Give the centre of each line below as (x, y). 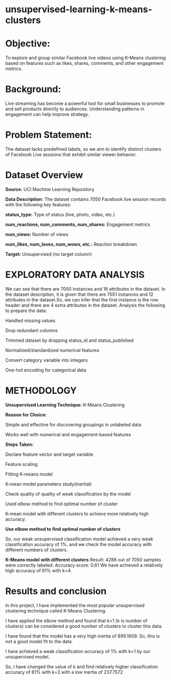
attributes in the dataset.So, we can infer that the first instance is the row (82, 299)
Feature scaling (21, 464)
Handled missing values (30, 320)
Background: (33, 89)
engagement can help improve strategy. (47, 114)
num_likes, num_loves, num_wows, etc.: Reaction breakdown (71, 244)
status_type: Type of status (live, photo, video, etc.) (60, 214)
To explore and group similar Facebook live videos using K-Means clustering (86, 58)
